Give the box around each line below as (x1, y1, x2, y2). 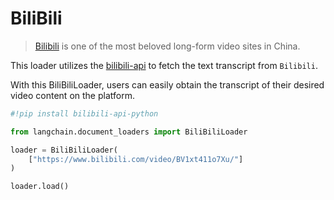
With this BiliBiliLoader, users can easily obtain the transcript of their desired (10, 78, 325, 91)
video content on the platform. (10, 89, 135, 101)
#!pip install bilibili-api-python (10, 108, 159, 119)
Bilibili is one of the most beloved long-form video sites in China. (34, 40, 301, 52)
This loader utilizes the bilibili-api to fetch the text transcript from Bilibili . (10, 59, 318, 71)
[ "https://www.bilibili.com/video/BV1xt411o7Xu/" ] (28, 154, 244, 164)
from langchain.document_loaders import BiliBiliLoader (10, 127, 248, 137)
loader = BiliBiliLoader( (10, 145, 118, 155)
